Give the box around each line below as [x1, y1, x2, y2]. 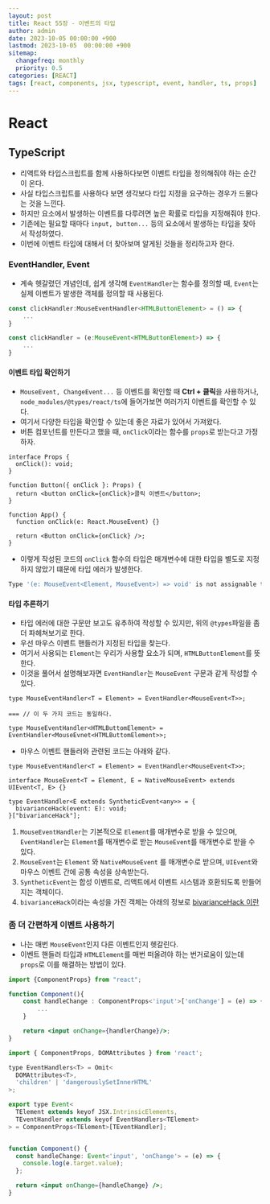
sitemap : [8, 49, 38, 57]
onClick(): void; [15, 460, 74, 468]
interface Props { [8, 453, 70, 461]
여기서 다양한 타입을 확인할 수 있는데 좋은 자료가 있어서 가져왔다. [19, 417, 222, 427]
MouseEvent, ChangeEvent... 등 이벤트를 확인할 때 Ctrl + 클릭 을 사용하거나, [19, 387, 259, 397]
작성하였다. [28, 229, 64, 238]
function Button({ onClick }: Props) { [8, 481, 142, 489]
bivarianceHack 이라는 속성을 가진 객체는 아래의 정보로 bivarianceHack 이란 [19, 897, 260, 907]
